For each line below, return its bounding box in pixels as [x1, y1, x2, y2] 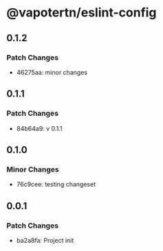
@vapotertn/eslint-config [6, 5, 157, 21]
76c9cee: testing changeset [16, 180, 96, 189]
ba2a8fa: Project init [16, 236, 74, 244]
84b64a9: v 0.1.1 [16, 124, 63, 132]
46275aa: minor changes [16, 68, 87, 76]
